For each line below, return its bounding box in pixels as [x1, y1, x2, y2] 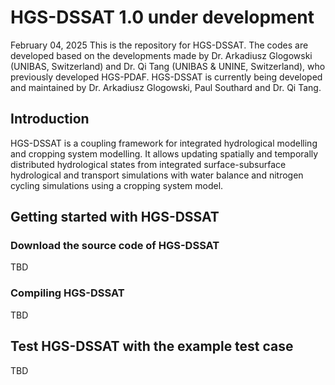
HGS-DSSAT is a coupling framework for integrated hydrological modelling [10, 137, 318, 149]
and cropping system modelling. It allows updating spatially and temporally [10, 147, 319, 160]
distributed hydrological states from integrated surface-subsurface [10, 158, 287, 170]
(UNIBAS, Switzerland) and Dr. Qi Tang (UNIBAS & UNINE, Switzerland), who [10, 60, 326, 72]
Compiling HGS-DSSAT [10, 286, 125, 300]
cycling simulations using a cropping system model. [10, 179, 224, 191]
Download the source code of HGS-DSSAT [10, 239, 220, 253]
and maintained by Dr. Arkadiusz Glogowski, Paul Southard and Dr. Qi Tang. [10, 81, 322, 93]
